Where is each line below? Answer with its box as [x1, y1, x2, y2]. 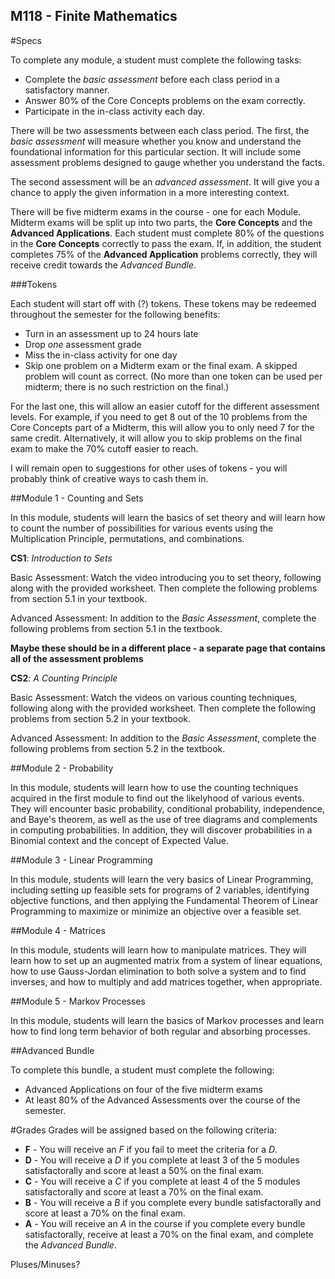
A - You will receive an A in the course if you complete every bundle [24, 1217, 306, 1229]
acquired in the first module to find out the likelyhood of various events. [10, 792, 305, 804]
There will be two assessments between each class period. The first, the [10, 124, 310, 136]
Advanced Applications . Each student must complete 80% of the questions [10, 227, 325, 239]
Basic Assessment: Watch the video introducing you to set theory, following [10, 571, 322, 583]
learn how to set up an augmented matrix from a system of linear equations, [10, 954, 323, 966]
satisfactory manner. [24, 84, 110, 96]
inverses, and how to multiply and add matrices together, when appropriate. [10, 975, 323, 988]
